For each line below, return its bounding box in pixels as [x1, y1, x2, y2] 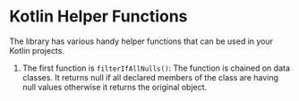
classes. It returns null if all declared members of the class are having [21, 72, 279, 82]
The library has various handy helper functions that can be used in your [9, 36, 274, 46]
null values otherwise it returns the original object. [21, 81, 208, 92]
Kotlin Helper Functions [9, 6, 188, 27]
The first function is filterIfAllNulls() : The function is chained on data [21, 63, 291, 73]
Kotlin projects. [9, 45, 65, 55]
